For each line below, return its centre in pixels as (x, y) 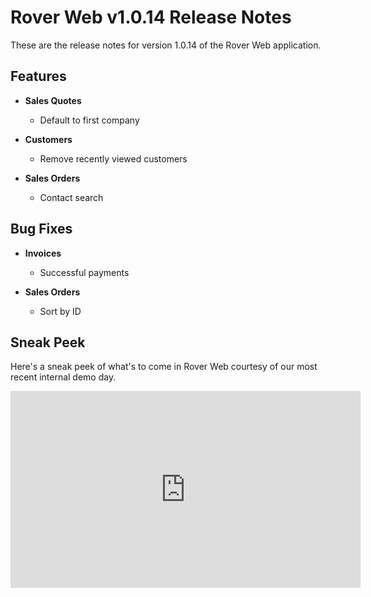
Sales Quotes (53, 100)
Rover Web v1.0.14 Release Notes (151, 17)
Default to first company (89, 120)
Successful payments (84, 272)
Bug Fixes (41, 229)
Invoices (43, 253)
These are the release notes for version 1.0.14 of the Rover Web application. (166, 45)
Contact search (71, 197)
